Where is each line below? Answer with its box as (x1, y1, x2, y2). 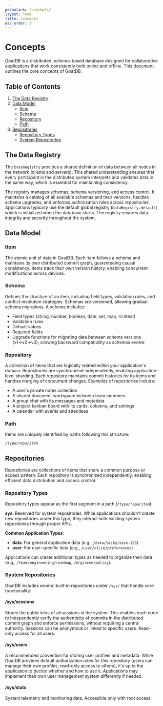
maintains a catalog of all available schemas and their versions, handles (5, 194, 149, 200)
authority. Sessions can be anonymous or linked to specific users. (5, 625, 138, 631)
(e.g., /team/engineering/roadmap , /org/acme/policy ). (5, 559, 112, 565)
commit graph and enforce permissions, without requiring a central (5, 620, 140, 626)
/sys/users (5, 642, 28, 647)
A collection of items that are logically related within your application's (5, 363, 146, 368)
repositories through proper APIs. (5, 521, 72, 526)
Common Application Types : (5, 530, 64, 536)
